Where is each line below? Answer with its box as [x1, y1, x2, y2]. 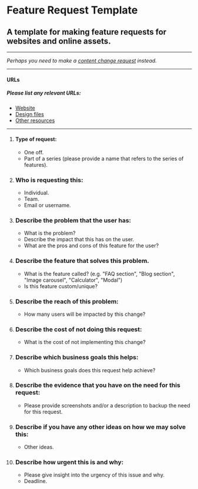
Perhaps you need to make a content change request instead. [6, 57, 157, 64]
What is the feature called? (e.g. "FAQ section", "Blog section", [24, 270, 175, 277]
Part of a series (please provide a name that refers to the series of [24, 155, 184, 162]
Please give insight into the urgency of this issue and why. [24, 471, 165, 478]
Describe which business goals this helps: [15, 353, 139, 362]
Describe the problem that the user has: [15, 216, 132, 224]
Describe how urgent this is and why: [15, 458, 124, 467]
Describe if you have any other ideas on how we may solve [15, 423, 186, 431]
